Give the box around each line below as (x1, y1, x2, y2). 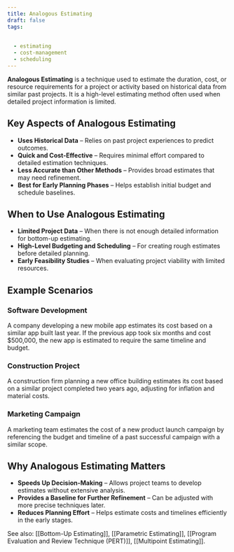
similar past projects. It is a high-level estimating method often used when (7, 90, 221, 98)
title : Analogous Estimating (7, 10, 92, 17)
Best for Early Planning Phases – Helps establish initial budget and (17, 181, 212, 189)
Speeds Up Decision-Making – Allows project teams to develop (17, 479, 202, 487)
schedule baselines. (17, 188, 76, 197)
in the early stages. (17, 516, 74, 525)
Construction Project (7, 361, 81, 371)
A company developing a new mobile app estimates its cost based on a (7, 321, 213, 330)
